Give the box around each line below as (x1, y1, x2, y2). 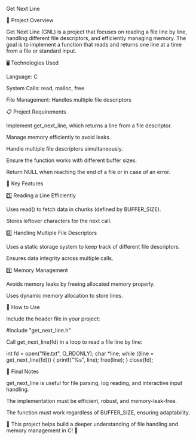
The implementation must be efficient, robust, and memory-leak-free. (6, 398, 177, 404)
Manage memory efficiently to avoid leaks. (6, 134, 111, 140)
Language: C (6, 73, 38, 80)
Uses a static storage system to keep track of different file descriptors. (6, 243, 180, 250)
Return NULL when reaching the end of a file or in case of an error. (6, 169, 171, 175)
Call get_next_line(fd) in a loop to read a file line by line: (6, 338, 143, 346)
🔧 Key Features (6, 180, 44, 187)
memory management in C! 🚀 (6, 427, 78, 434)
